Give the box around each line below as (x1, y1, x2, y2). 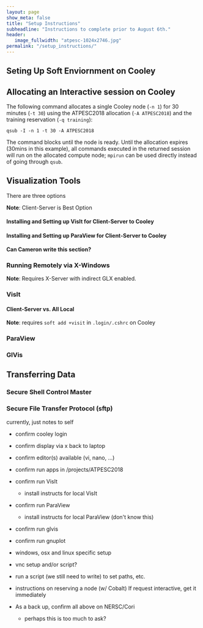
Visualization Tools (6, 176, 81, 186)
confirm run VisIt (15, 477, 58, 485)
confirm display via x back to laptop (15, 442, 106, 449)
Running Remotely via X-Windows (6, 261, 110, 270)
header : (6, 32, 26, 38)
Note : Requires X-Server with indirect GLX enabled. (6, 274, 136, 282)
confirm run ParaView (15, 501, 70, 509)
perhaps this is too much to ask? (24, 615, 106, 622)
